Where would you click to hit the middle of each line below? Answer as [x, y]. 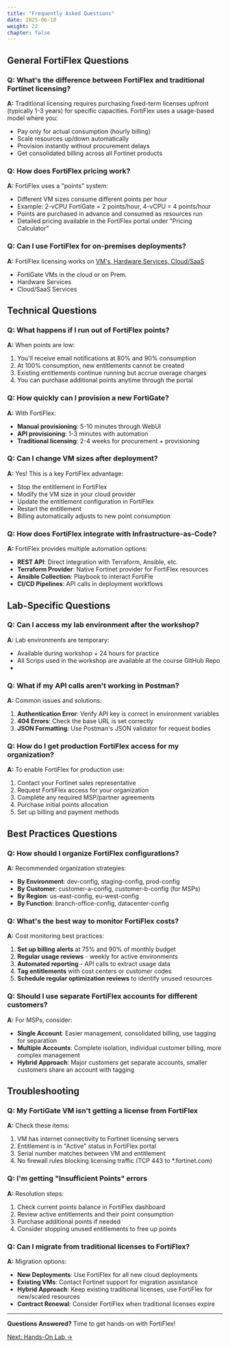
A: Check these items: [38, 1125]
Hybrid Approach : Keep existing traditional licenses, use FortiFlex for [115, 1289]
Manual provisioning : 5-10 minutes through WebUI [89, 426]
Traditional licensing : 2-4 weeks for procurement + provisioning [108, 441]
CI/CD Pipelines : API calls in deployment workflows [90, 584]
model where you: [33, 118]
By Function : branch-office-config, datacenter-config [93, 904]
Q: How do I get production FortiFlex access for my [93, 747]
